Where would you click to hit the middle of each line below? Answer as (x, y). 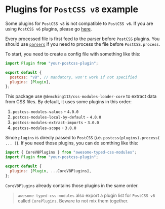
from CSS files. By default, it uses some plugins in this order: (69, 102)
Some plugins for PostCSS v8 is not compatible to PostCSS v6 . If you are (79, 23)
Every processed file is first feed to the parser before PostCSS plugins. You (82, 39)
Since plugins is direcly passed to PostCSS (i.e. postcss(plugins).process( (83, 138)
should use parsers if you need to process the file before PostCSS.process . (83, 44)
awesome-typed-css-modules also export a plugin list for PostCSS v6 (86, 195)
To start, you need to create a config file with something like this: (73, 54)
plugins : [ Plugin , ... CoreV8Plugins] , (51, 171)
